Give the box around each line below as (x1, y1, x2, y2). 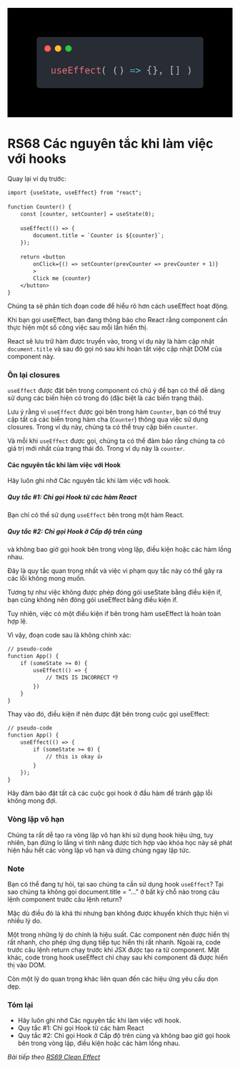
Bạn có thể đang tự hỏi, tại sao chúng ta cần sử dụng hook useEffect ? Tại (7, 879, 224, 888)
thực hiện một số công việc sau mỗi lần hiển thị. (7, 323, 149, 331)
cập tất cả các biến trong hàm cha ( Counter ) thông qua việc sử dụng (7, 415, 209, 424)
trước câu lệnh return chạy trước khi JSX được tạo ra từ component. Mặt (7, 945, 220, 954)
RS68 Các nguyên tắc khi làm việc (7, 136, 214, 152)
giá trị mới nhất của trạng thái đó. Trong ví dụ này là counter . (7, 444, 186, 453)
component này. (7, 351, 56, 361)
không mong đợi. (7, 797, 57, 805)
